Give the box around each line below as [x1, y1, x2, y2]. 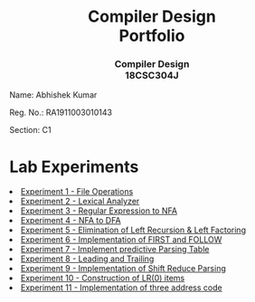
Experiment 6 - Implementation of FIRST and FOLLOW [21, 234, 222, 245]
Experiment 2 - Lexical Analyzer [21, 196, 140, 207]
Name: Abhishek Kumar [9, 90, 98, 100]
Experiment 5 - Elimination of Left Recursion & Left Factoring [21, 224, 247, 236]
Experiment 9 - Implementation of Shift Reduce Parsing [21, 263, 226, 274]
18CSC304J [125, 70, 179, 82]
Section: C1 [9, 125, 52, 136]
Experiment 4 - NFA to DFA [21, 215, 121, 226]
